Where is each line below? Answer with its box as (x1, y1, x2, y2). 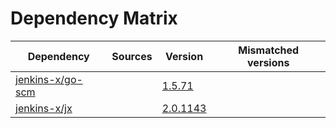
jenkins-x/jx (15, 101, 73, 115)
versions (247, 55, 290, 69)
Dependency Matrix (10, 7, 178, 30)
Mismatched (238, 43, 300, 57)
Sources (111, 49, 153, 63)
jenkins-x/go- (15, 72, 83, 86)
